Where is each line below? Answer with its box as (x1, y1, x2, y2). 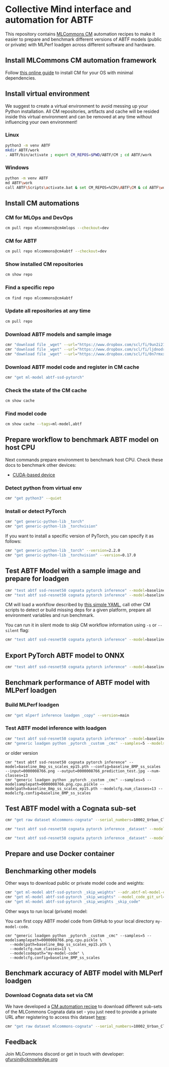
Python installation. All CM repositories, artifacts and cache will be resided (5, 108, 159, 114)
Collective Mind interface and (5, 4, 132, 15)
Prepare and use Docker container (5, 849, 115, 858)
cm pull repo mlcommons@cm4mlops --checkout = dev (5, 226, 109, 231)
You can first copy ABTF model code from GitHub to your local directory (5, 918, 154, 924)
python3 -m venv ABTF (5, 143, 51, 148)
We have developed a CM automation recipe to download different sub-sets (5, 1003, 162, 1009)
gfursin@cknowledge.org (5, 1056, 58, 1062)
